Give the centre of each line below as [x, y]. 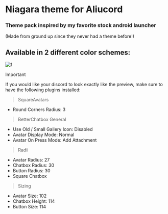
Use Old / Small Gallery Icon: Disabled [53, 129]
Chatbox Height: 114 [34, 201]
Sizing [25, 186]
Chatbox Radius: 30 [33, 165]
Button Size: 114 [29, 207]
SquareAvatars [33, 100]
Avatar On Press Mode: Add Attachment [55, 140]
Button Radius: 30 [31, 171]
